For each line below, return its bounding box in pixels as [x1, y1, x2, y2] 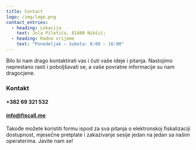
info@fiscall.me [6, 111, 46, 118]
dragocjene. [6, 69, 35, 76]
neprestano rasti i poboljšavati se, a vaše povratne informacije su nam [6, 63, 175, 70]
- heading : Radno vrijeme [11, 36, 75, 41]
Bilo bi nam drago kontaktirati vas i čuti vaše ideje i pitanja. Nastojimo [6, 57, 173, 64]
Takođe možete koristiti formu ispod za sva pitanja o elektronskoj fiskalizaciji [6, 125, 191, 132]
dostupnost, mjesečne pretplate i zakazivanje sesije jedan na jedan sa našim [6, 131, 190, 138]
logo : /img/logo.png [6, 14, 57, 20]
